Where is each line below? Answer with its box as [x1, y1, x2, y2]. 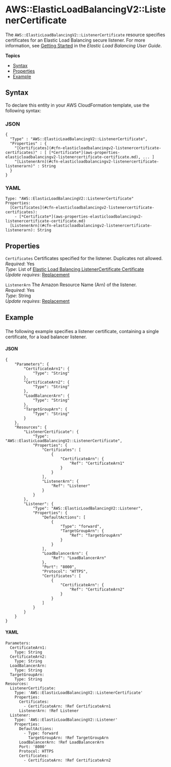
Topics [5, 53, 20, 59]
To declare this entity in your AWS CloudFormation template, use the [5, 102, 149, 108]
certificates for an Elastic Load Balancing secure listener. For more [5, 37, 145, 43]
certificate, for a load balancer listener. [5, 334, 87, 340]
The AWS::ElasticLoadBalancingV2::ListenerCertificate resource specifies [5, 31, 165, 38]
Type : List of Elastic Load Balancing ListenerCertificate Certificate [5, 266, 144, 272]
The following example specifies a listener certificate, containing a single [5, 328, 159, 335]
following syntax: [5, 107, 41, 114]
